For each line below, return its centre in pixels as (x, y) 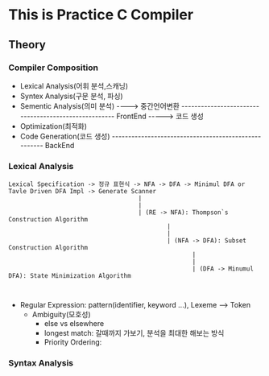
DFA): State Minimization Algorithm (70, 276)
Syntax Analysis (41, 363)
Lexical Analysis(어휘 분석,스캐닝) (74, 85)
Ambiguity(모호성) (61, 315)
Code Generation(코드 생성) (65, 136)
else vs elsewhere (74, 324)
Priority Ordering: (73, 342)
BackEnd (60, 145)
